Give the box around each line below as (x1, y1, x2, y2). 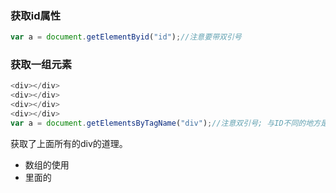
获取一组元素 (10, 58, 73, 72)
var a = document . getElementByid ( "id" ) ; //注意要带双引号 (10, 32, 242, 42)
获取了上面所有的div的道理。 (10, 137, 128, 149)
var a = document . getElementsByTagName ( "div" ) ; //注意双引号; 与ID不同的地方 (10, 118, 322, 128)
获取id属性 (10, 8, 62, 22)
